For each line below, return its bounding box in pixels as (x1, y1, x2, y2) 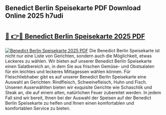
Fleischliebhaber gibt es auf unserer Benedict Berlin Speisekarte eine (5, 74, 147, 79)
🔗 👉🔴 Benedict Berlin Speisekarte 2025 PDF (5, 32, 145, 40)
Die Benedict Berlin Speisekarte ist (89, 48, 160, 53)
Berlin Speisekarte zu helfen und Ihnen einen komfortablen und (5, 100, 134, 106)
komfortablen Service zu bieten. (5, 106, 71, 111)
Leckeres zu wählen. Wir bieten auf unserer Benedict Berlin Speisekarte (5, 58, 152, 64)
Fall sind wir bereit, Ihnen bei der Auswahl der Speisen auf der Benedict (5, 95, 152, 101)
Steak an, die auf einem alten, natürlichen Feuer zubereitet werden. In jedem (5, 90, 161, 95)
